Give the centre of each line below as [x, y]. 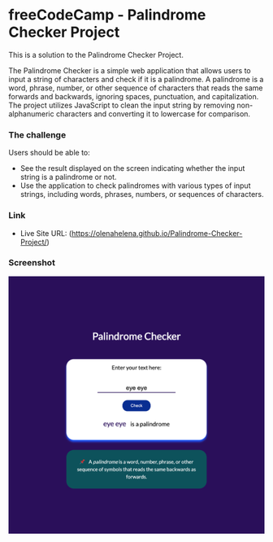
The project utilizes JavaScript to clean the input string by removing [122, 105]
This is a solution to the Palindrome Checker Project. [96, 55]
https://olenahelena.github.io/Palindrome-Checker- [157, 233]
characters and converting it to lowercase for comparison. [153, 114]
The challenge [37, 134]
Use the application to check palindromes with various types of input [135, 186]
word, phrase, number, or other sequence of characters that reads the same [136, 88]
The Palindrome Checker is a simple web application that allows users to [130, 70]
